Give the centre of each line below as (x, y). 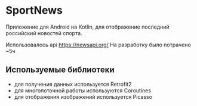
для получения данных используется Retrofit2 (73, 84)
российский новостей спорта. (44, 33)
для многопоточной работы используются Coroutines (83, 91)
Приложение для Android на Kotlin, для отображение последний (87, 27)
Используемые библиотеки (60, 70)
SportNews (34, 10)
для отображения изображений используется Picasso (83, 96)
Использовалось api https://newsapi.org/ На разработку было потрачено (98, 45)
